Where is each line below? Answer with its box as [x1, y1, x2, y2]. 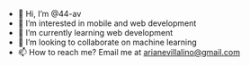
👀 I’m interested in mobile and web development [17, 18, 197, 29]
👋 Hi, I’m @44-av [17, 9, 82, 19]
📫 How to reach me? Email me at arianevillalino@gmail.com [17, 47, 241, 57]
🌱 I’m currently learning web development [17, 28, 174, 37]
